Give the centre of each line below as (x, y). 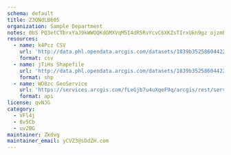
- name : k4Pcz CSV (40, 45)
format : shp (36, 77)
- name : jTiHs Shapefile (49, 64)
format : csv (36, 58)
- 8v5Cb (24, 122)
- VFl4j (24, 115)
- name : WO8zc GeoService (51, 84)
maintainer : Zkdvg (33, 134)
